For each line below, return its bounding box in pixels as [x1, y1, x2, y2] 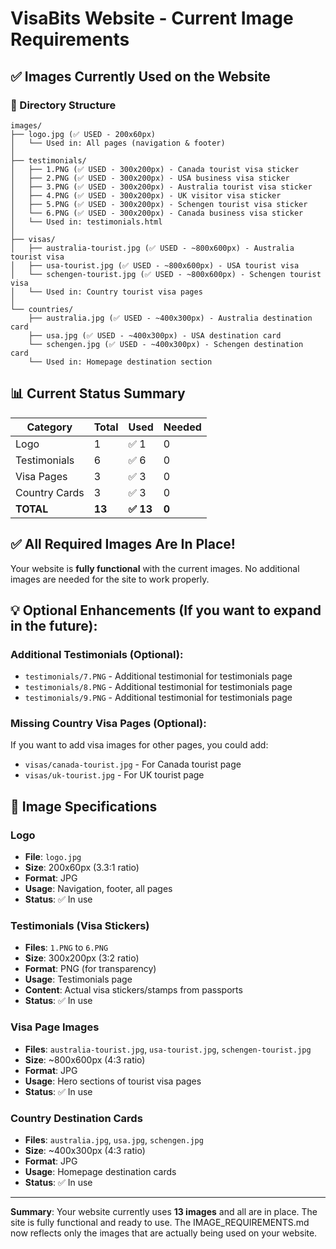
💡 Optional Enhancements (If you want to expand [10, 602, 322, 619]
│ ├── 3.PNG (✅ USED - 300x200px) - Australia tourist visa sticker [10, 182, 313, 192]
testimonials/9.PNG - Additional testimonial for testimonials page [24, 692, 293, 704]
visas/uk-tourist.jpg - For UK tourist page [24, 769, 205, 781]
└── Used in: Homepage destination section [28, 357, 213, 367]
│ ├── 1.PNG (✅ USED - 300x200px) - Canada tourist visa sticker [10, 164, 300, 174]
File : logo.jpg [24, 851, 82, 863]
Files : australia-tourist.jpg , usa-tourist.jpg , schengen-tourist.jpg [24, 1043, 312, 1055]
